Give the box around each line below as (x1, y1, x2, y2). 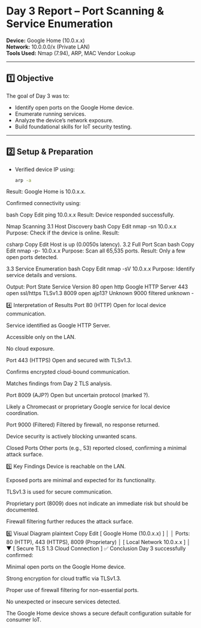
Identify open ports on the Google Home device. (14, 104, 135, 111)
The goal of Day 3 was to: (6, 92, 70, 100)
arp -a (14, 177, 32, 184)
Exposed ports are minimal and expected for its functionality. (6, 477, 156, 484)
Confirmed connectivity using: (6, 200, 81, 207)
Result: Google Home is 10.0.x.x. (6, 188, 86, 196)
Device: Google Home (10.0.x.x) (6, 37, 85, 44)
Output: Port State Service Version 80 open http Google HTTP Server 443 (6, 283, 188, 290)
